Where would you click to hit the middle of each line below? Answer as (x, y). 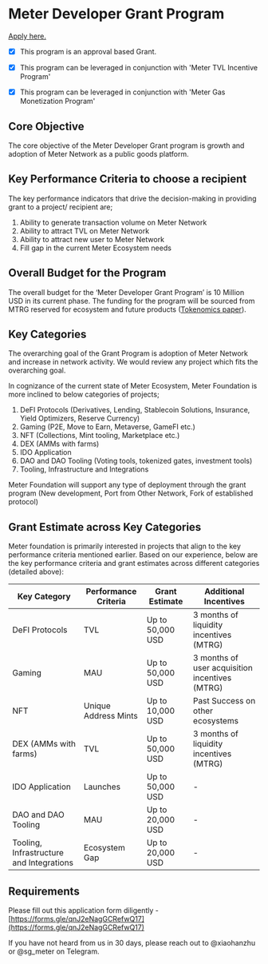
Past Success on (224, 701)
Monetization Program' (57, 102)
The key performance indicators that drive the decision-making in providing (132, 198)
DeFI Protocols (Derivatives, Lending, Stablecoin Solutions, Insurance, (135, 410)
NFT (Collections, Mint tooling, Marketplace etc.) (100, 436)
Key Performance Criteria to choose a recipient (128, 179)
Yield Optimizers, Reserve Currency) (80, 418)
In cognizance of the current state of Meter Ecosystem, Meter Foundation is (133, 386)
